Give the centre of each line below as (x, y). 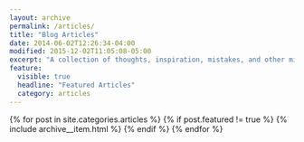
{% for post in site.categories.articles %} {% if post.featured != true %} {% (148, 119)
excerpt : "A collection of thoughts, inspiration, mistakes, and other (147, 60)
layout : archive (40, 18)
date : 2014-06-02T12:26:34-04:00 (72, 43)
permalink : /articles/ (52, 26)
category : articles (54, 93)
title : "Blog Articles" (54, 34)
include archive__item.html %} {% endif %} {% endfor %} (116, 128)
